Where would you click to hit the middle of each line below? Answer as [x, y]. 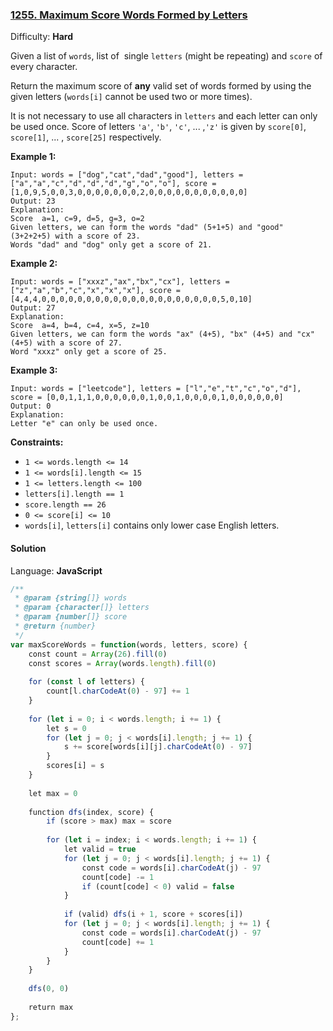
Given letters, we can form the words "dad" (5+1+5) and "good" [147, 228]
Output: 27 [33, 308]
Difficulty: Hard [42, 37]
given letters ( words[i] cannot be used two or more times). [131, 97]
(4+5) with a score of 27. [66, 343]
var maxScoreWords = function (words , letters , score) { [129, 644]
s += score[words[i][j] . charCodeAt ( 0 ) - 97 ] [158, 747]
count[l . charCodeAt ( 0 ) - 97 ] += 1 [118, 691]
